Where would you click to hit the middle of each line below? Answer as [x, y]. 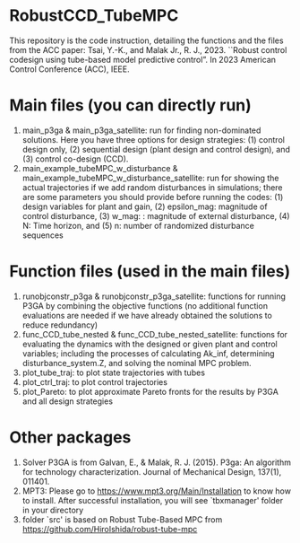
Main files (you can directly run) [131, 105]
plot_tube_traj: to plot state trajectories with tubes [114, 372]
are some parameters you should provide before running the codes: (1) [153, 197]
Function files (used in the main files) [150, 271]
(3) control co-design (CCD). [75, 159]
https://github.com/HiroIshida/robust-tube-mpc [110, 529]
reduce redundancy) [60, 325]
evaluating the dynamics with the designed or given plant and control [150, 344]
